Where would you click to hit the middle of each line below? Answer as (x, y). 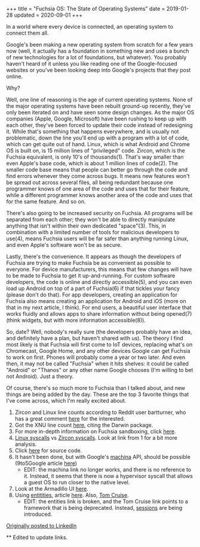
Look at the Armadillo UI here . (51, 489)
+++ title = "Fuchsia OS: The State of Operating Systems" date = (86, 9)
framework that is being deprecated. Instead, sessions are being (103, 508)
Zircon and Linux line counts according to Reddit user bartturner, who (100, 412)
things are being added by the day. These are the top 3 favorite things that (98, 394)
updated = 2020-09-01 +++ (48, 15)
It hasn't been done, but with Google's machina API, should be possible (103, 457)
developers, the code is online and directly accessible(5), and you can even (99, 282)
